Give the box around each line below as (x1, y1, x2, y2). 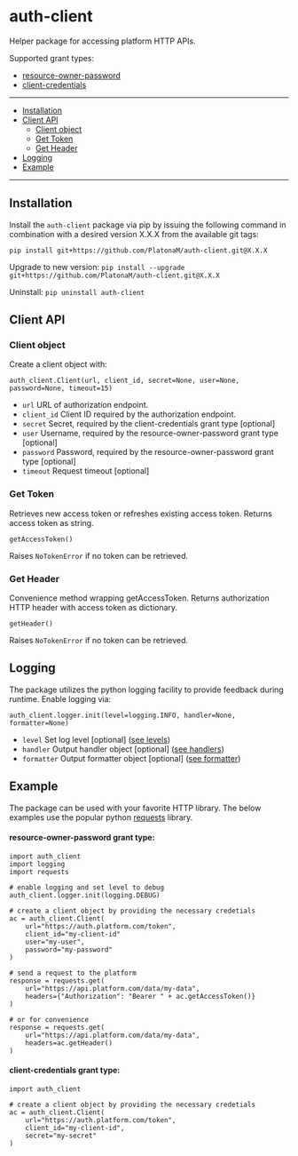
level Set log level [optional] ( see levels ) (21, 734, 171, 745)
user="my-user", (25, 937, 86, 946)
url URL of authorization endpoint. (21, 400, 149, 411)
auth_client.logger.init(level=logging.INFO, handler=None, (9, 711, 237, 720)
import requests (9, 867, 69, 876)
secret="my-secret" (25, 1131, 98, 1141)
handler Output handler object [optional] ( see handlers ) (21, 744, 224, 754)
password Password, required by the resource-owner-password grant (21, 447, 275, 458)
